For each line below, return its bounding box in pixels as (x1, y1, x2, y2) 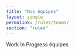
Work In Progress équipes (6, 41, 69, 48)
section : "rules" (6, 25, 49, 31)
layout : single (6, 14, 43, 20)
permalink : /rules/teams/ (6, 19, 69, 25)
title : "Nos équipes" (6, 8, 59, 15)
